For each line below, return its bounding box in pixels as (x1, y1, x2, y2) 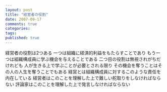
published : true (5, 36, 39, 41)
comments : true (5, 21, 37, 27)
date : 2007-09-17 (5, 17, 42, 22)
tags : (5, 31, 17, 36)
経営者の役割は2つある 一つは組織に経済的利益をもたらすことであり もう (5, 50, 156, 56)
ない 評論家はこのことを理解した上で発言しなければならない (5, 81, 130, 87)
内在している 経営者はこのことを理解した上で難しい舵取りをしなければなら (5, 75, 161, 81)
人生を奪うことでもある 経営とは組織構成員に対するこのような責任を (18, 68, 161, 74)
